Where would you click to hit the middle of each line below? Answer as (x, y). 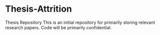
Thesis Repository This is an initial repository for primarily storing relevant (80, 22)
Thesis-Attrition (39, 9)
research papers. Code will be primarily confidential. (59, 27)
